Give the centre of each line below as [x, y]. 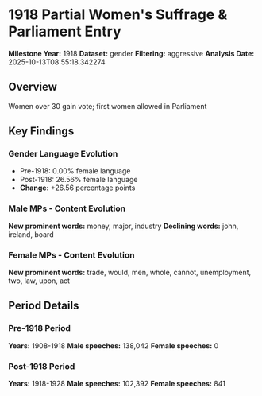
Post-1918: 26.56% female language [79, 180]
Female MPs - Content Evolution [71, 254]
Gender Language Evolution [63, 154]
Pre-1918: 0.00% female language [75, 171]
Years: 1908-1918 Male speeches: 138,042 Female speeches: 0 [114, 346]
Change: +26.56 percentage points [77, 188]
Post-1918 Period [42, 366]
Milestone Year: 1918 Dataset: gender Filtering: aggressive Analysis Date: [131, 53]
